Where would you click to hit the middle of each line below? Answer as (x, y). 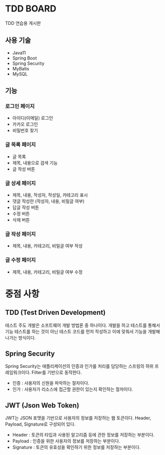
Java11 (19, 52)
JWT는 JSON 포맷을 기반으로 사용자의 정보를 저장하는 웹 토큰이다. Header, (78, 418)
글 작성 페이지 (21, 234)
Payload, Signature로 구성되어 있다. (41, 424)
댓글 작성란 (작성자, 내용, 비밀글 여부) (48, 201)
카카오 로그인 (25, 124)
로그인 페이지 (20, 106)
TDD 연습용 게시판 (23, 23)
